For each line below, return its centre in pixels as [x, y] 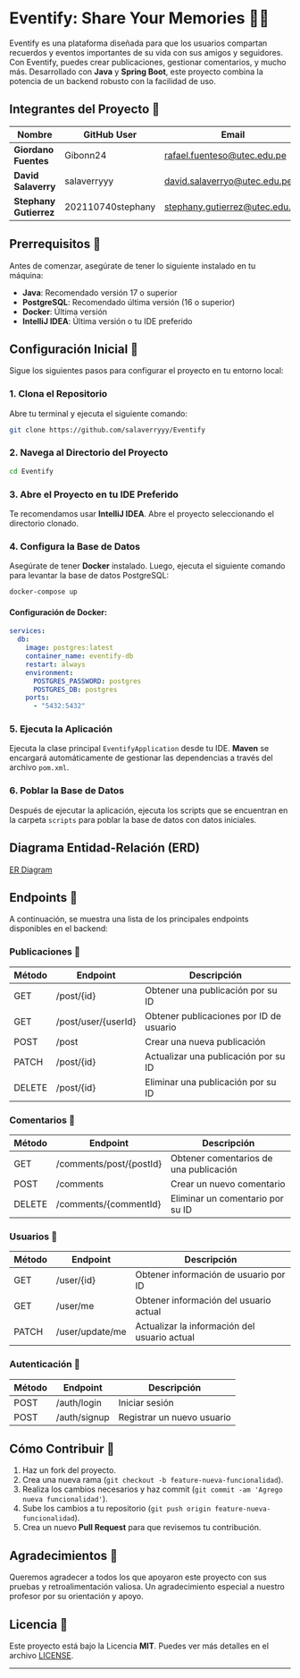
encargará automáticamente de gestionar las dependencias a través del [142, 758]
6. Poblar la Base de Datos [67, 791]
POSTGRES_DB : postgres [75, 689]
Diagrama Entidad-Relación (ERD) [105, 848]
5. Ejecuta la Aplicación [61, 729]
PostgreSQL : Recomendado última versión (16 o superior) [129, 302]
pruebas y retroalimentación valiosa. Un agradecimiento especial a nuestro [147, 1587]
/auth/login [79, 1402]
